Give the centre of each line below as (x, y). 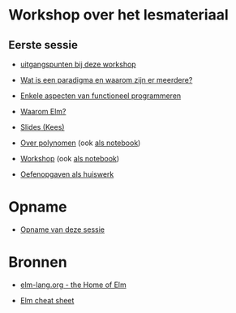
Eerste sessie (43, 45)
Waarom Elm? (43, 111)
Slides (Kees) (42, 127)
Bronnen (38, 262)
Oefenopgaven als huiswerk (67, 174)
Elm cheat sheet (47, 300)
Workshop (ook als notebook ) (70, 159)
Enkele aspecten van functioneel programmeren (101, 96)
